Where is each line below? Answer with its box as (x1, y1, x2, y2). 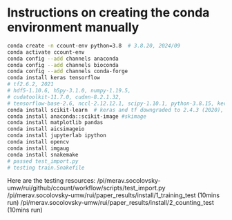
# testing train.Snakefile (7, 164, 85, 171)
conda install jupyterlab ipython (7, 132, 107, 139)
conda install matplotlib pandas (7, 119, 104, 126)
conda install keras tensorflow (7, 74, 100, 81)
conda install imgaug (7, 145, 70, 152)
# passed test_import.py (7, 157, 79, 165)
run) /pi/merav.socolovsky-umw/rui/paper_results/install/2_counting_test (7, 199, 214, 207)
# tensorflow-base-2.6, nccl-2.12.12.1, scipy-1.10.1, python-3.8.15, (7, 100, 215, 107)
